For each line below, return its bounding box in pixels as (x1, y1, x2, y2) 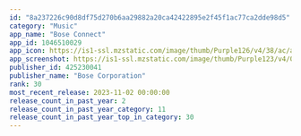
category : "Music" (9, 21, 78, 30)
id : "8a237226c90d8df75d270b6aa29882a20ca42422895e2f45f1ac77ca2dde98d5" (9, 13, 291, 22)
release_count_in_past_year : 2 (9, 96, 126, 106)
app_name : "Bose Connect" (9, 30, 106, 38)
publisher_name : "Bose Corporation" (9, 72, 146, 81)
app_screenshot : (9, 55, 70, 64)
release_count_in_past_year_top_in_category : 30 (9, 113, 194, 122)
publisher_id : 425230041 (9, 64, 102, 72)
